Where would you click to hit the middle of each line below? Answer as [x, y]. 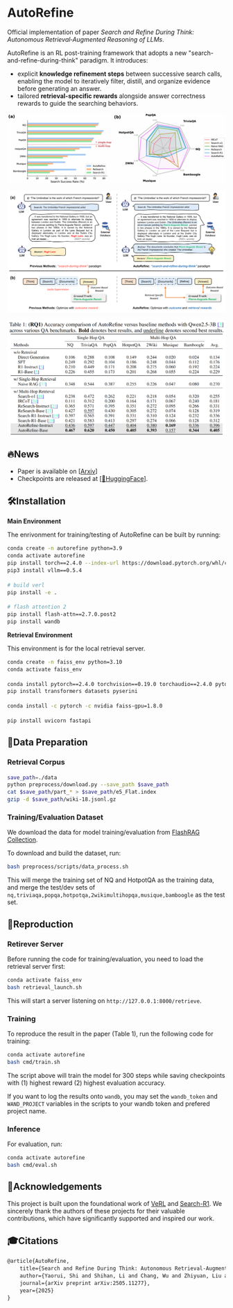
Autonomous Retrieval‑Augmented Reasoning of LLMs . [86, 39]
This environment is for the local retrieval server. [76, 648]
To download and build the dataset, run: [64, 853]
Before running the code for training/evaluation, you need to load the [105, 959]
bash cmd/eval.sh [32, 1165]
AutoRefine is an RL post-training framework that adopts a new [97, 53]
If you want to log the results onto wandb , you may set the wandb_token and [113, 1096]
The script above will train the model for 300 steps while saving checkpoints [116, 1075]
